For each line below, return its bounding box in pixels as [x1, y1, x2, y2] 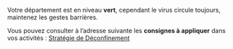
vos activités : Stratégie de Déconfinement [7, 34, 130, 42]
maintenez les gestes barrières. [7, 13, 98, 21]
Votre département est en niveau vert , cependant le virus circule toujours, [7, 6, 221, 14]
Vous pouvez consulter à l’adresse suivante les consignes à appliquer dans [7, 27, 226, 35]
